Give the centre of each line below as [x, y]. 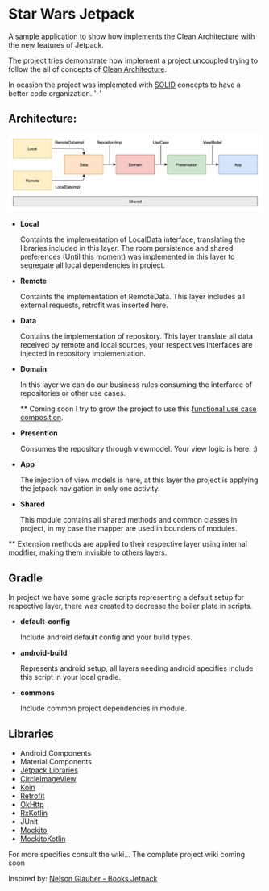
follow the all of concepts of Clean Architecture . [88, 69]
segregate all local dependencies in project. [93, 265]
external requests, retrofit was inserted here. [94, 305]
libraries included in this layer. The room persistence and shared [126, 248]
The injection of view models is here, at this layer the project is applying [139, 480]
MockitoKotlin [43, 839]
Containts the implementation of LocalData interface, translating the [132, 239]
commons [37, 693]
